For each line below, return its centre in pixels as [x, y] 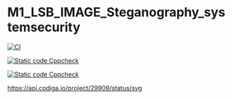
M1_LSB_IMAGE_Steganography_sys [116, 12]
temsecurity [44, 27]
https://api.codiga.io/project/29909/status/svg [75, 88]
